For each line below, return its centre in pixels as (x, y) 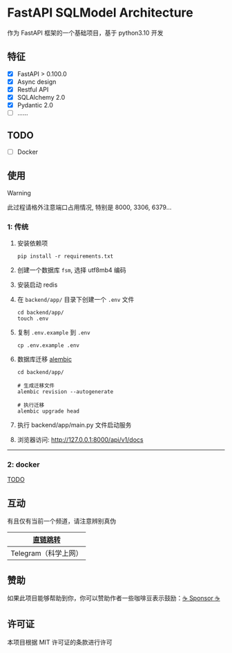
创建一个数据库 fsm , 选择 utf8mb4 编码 (71, 270)
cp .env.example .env (48, 346)
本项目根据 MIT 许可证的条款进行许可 (60, 642)
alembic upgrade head (48, 411)
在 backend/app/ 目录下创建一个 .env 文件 (76, 300)
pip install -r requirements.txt (65, 257)
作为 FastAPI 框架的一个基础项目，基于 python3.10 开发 (85, 33)
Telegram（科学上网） (47, 553)
